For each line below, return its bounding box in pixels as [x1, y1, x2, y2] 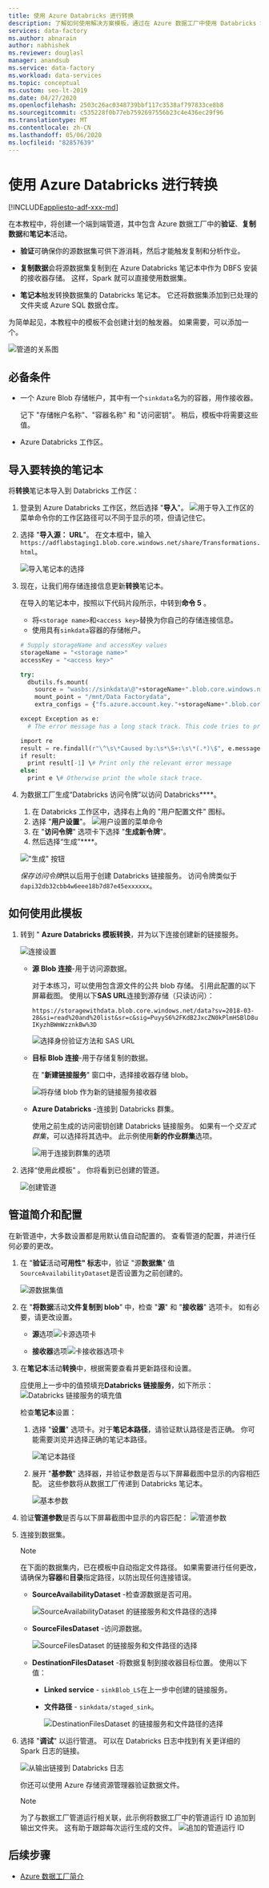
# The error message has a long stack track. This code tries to [27, 722, 250, 730]
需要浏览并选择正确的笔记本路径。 [38, 1434, 152, 1444]
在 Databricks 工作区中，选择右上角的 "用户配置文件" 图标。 [31, 807, 230, 817]
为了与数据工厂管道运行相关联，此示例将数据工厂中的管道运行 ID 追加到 [19, 1813, 256, 1822]
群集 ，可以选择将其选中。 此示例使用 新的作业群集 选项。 [31, 1131, 217, 1140]
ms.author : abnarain [8, 34, 78, 43]
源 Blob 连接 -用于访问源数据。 [31, 964, 132, 973]
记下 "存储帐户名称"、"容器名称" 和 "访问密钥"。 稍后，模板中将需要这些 [19, 410, 259, 420]
